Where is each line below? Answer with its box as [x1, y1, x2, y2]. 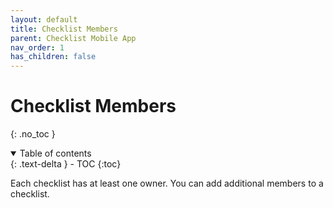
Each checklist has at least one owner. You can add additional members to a [10, 177, 324, 190]
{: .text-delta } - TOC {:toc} [10, 158, 122, 170]
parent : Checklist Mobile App [10, 33, 137, 43]
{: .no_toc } [10, 128, 56, 140]
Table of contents [19, 147, 92, 160]
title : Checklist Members [10, 24, 118, 34]
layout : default [10, 14, 78, 25]
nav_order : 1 [10, 42, 65, 53]
